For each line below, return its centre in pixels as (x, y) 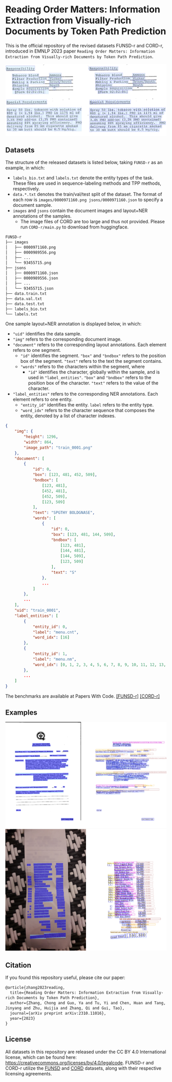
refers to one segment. (37, 350)
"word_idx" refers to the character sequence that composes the (88, 411)
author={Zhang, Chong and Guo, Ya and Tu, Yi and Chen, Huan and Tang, (88, 1003)
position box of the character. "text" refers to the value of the (93, 383)
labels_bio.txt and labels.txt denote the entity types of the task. (83, 178)
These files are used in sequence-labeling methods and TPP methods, (87, 183)
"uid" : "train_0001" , (37, 611)
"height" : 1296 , (41, 437)
